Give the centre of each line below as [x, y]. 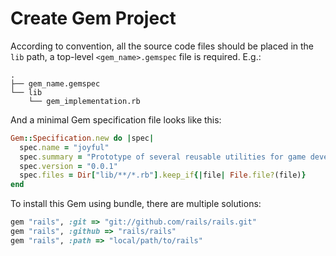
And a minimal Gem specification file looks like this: [116, 119]
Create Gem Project [93, 18]
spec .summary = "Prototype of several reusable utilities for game [163, 157]
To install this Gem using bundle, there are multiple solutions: [136, 204]
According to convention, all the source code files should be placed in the [162, 46]
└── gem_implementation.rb [84, 101]
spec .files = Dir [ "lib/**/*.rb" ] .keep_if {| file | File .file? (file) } [163, 175]
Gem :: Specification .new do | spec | [82, 138]
